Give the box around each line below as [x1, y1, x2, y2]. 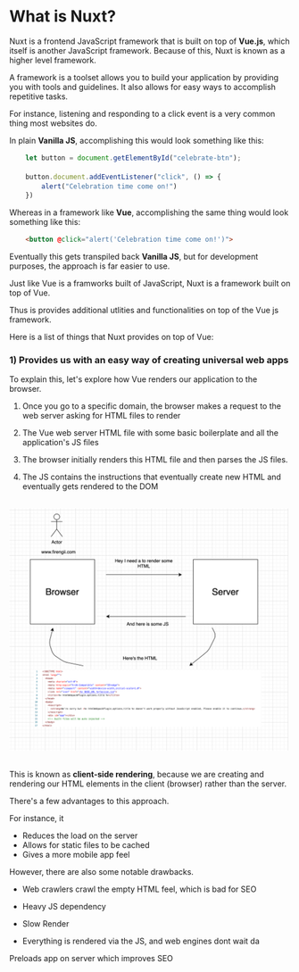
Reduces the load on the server [21, 830, 138, 841]
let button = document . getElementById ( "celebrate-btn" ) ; [25, 154, 242, 162]
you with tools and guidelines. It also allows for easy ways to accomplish [9, 81, 277, 92]
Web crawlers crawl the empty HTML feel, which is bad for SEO [21, 884, 257, 894]
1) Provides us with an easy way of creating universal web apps [9, 354, 289, 367]
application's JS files [21, 437, 100, 448]
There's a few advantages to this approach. [9, 796, 170, 807]
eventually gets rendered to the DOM [21, 481, 159, 492]
